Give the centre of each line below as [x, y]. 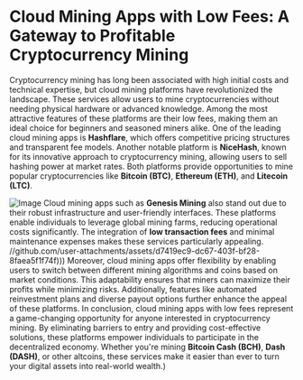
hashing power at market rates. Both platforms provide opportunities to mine [151, 166]
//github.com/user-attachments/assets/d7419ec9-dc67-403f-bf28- [134, 251]
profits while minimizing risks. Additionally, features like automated [133, 289]
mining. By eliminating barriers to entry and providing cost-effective [135, 328]
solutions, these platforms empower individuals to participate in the [134, 337]
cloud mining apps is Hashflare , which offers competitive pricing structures [150, 137]
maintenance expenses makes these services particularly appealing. [137, 241]
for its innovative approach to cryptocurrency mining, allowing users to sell [148, 156]
